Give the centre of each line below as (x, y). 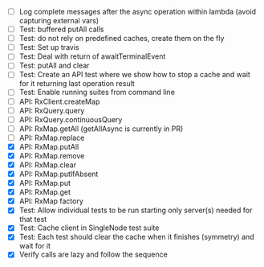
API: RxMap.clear (48, 165)
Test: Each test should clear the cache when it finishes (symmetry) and (136, 237)
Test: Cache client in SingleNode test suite (89, 228)
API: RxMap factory (51, 201)
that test (33, 220)
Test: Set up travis (49, 47)
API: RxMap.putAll (49, 146)
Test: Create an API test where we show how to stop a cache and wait (134, 75)
